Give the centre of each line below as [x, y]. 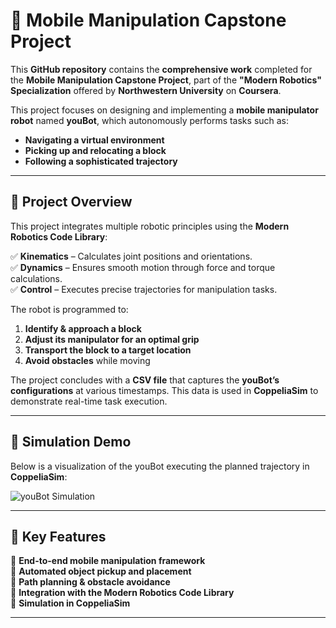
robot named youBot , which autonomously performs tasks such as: [150, 120]
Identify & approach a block [83, 328]
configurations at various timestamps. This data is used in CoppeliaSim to [164, 390]
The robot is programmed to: [69, 309]
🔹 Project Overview [71, 202]
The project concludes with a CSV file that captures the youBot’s [145, 380]
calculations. [36, 278]
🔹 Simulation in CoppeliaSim [70, 603]
